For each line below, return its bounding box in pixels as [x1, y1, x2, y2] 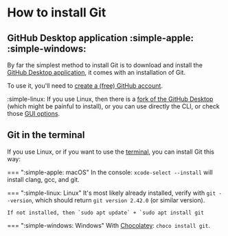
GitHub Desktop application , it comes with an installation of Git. [7, 69, 186, 76]
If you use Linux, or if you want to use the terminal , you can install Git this [7, 147, 215, 156]
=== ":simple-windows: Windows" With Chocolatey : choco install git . [7, 221, 211, 229]
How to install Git [7, 5, 106, 21]
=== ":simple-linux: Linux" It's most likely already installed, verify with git [7, 189, 216, 197]
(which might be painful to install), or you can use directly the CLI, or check [7, 102, 220, 110]
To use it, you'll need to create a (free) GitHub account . [7, 82, 163, 90]
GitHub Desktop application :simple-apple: [7, 32, 194, 44]
